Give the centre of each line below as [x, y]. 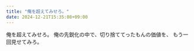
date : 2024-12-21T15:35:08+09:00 [47, 17]
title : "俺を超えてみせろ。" [38, 11]
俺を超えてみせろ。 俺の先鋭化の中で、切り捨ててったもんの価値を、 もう [95, 34]
